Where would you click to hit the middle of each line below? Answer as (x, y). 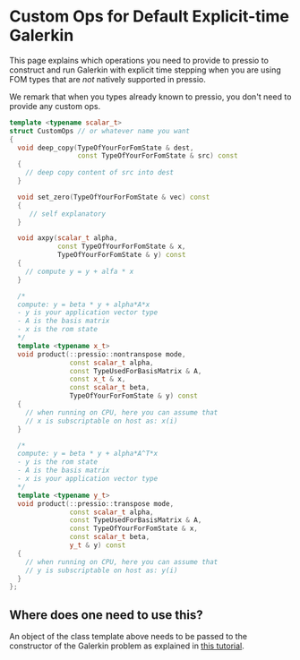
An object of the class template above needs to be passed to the (129, 637)
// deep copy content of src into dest (100, 173)
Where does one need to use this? (106, 615)
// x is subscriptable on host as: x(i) (102, 421)
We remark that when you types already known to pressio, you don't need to (150, 97)
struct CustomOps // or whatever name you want (100, 131)
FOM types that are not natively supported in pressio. (107, 79)
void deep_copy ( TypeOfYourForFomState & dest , (106, 148)
